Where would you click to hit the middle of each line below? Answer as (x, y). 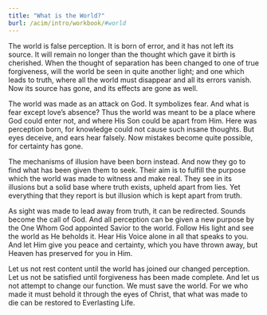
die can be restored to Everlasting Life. (72, 302)
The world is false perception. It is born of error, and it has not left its (121, 45)
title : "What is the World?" (57, 16)
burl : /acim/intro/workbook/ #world (67, 23)
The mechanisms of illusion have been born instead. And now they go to (127, 161)
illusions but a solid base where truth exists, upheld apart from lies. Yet (124, 187)
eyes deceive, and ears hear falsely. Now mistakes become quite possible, (131, 137)
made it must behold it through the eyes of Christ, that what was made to (128, 294)
